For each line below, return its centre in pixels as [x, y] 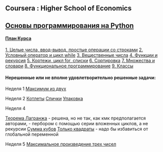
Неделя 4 [15, 108]
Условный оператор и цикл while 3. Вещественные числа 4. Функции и [82, 55]
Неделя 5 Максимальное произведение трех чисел [61, 144]
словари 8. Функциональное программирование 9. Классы [69, 66]
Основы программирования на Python [70, 26]
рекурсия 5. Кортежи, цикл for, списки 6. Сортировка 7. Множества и [80, 60]
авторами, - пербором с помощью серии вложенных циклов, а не [77, 124]
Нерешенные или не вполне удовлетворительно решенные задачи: [80, 78]
